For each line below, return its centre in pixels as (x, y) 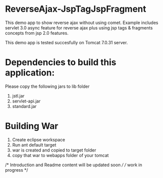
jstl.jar (18, 96)
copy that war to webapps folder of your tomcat (60, 155)
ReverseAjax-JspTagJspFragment (76, 9)
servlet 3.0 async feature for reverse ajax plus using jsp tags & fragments (79, 27)
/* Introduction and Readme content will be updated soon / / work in (74, 165)
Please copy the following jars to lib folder (47, 86)
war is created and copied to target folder (54, 150)
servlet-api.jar (26, 101)
